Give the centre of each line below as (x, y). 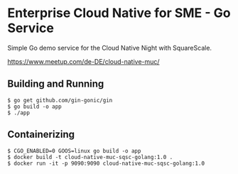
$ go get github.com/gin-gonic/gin (60, 100)
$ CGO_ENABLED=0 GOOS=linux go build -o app (74, 151)
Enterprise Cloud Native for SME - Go (119, 13)
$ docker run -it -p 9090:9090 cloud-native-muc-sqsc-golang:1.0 (106, 163)
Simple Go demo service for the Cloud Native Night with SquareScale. (109, 48)
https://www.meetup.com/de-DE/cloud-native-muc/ (83, 61)
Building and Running (56, 84)
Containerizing (41, 135)
